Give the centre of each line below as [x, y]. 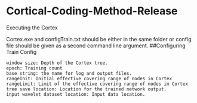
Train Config [21, 51]
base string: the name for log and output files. [69, 73]
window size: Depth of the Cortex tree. [57, 63]
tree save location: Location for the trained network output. [87, 89]
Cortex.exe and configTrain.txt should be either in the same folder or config [99, 39]
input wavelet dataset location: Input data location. [76, 94]
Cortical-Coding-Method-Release [92, 11]
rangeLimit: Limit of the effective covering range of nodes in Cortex [97, 84]
